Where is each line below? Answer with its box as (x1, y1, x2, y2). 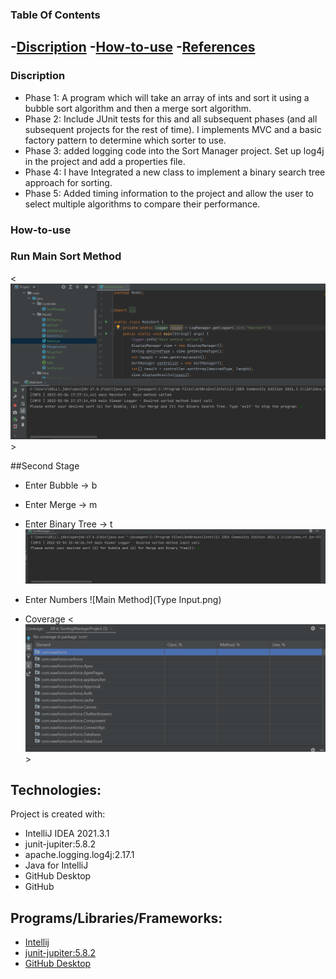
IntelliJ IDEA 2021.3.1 (24, 828, 110, 840)
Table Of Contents (10, 8, 101, 22)
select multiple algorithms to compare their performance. (24, 198, 261, 210)
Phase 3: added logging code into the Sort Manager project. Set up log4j (24, 144, 325, 157)
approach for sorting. (24, 176, 113, 188)
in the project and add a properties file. (24, 155, 186, 167)
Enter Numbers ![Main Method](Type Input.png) (24, 594, 222, 606)
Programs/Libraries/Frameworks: (10, 909, 223, 927)
